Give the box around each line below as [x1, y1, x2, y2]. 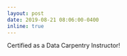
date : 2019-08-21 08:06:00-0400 [7, 16, 99, 23]
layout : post [7, 10, 44, 17]
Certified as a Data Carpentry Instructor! [7, 42, 121, 50]
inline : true [7, 23, 44, 29]
